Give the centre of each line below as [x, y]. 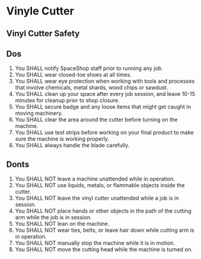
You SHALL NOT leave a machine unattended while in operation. [95, 179]
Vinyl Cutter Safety [43, 34]
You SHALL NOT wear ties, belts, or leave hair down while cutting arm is [104, 230]
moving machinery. [39, 114]
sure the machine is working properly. [62, 139]
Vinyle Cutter [40, 11]
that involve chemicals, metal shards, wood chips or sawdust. [91, 88]
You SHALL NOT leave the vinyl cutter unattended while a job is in [97, 198]
